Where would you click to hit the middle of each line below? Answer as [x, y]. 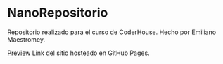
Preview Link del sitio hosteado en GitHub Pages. [78, 53]
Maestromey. [26, 39]
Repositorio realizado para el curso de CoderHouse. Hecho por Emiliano [112, 32]
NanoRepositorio [58, 13]
